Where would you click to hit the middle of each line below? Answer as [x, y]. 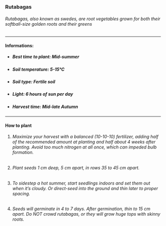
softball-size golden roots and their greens [49, 24]
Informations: [19, 45]
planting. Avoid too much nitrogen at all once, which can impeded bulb [84, 147]
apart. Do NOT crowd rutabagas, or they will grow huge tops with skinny [86, 214]
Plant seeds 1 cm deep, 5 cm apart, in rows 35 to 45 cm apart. [76, 168]
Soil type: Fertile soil [34, 82]
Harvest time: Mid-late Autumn [45, 107]
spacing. [21, 193]
